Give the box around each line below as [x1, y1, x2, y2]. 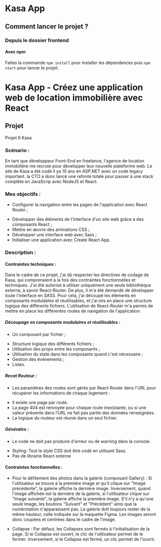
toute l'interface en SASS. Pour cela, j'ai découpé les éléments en [5, 293, 136, 299]
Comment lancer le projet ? [5, 22, 89, 31]
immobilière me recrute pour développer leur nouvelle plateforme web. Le [5, 163, 153, 169]
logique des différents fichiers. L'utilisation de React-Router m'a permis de [5, 303, 154, 309]
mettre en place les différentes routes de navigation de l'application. [5, 308, 142, 314]
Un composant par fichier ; [12, 332, 66, 337]
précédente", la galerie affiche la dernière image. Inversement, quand [12, 485, 151, 491]
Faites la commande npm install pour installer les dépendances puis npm [5, 59, 150, 66]
